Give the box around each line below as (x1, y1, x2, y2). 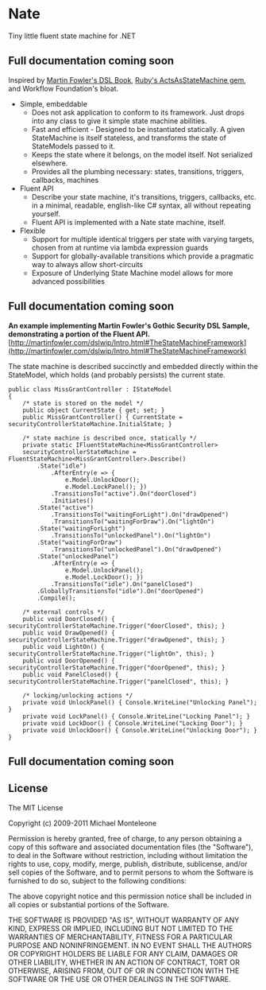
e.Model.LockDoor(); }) (64, 573, 145, 581)
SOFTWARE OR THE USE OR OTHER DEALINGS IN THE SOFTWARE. (8, 974, 231, 984)
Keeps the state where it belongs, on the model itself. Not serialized (31, 149, 253, 159)
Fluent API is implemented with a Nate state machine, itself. (31, 217, 226, 227)
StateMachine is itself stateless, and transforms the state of (31, 133, 226, 142)
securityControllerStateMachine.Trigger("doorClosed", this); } (8, 622, 226, 630)
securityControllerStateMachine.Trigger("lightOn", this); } (8, 650, 215, 658)
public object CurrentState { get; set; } (22, 406, 165, 414)
